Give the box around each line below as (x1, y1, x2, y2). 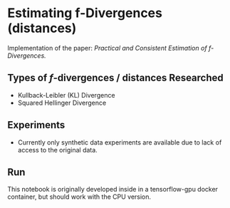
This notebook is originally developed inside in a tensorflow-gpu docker (7, 185, 219, 194)
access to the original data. (17, 145, 98, 154)
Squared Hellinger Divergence (17, 98, 107, 107)
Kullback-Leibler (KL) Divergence (17, 90, 115, 99)
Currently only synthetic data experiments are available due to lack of (17, 137, 222, 147)
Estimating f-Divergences (7, 5, 162, 21)
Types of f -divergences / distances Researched (7, 72, 224, 84)
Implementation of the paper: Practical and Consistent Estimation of (7, 43, 208, 52)
